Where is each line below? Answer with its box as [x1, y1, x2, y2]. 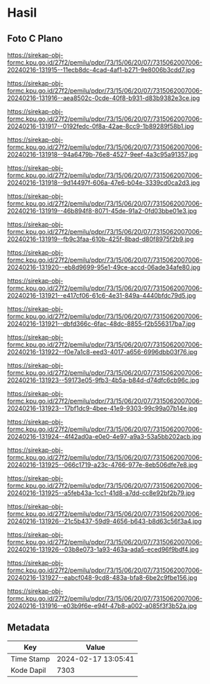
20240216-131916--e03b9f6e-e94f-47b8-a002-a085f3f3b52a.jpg [7, 602, 198, 610]
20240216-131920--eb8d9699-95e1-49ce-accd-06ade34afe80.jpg [7, 263, 201, 272]
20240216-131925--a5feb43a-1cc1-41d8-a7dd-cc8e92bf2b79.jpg [7, 489, 195, 497]
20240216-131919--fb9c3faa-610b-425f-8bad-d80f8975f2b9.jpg [7, 235, 194, 243]
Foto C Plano [7, 33, 63, 44]
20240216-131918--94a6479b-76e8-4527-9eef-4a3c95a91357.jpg [7, 151, 198, 158]
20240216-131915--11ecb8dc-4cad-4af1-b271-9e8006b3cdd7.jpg [7, 66, 195, 74]
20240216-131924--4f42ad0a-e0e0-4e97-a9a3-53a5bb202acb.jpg [7, 433, 202, 440]
